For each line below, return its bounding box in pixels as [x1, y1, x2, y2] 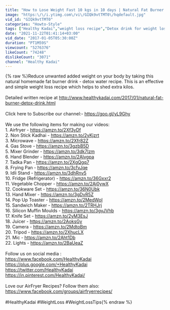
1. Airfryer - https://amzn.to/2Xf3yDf [5, 127, 81, 133]
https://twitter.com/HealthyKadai [5, 267, 73, 273]
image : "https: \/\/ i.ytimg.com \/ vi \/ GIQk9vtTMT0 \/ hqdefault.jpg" [5, 12, 146, 17]
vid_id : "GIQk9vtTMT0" [5, 17, 53, 22]
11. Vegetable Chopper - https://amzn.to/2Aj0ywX [5, 181, 109, 187]
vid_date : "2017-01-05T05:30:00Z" [5, 36, 78, 41]
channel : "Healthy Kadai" [5, 59, 60, 64]
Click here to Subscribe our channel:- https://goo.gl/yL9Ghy [5, 111, 131, 117]
